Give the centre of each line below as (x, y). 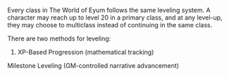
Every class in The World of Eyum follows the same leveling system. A (109, 10)
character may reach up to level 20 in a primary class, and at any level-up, (115, 17)
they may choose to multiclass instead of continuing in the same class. (110, 25)
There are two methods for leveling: (59, 38)
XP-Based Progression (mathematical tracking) (86, 52)
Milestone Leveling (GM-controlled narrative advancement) (93, 65)
